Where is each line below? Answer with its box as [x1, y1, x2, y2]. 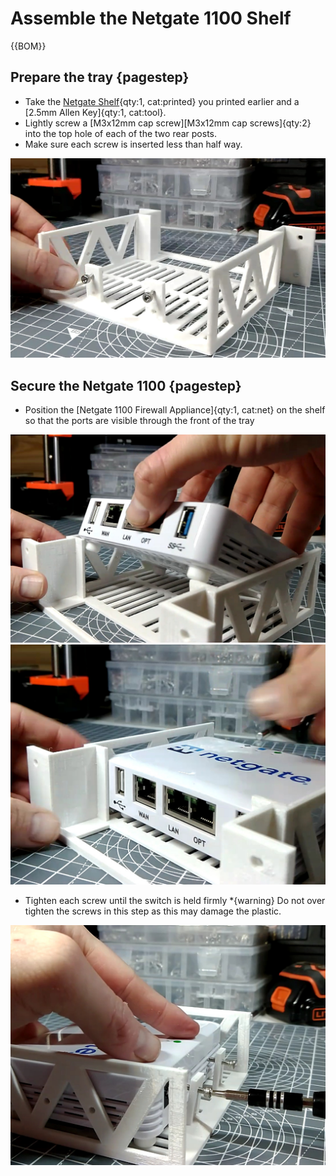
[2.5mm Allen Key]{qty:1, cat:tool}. [24, 106, 167, 118]
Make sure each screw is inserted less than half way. [24, 138, 243, 150]
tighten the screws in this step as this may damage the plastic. [24, 905, 282, 917]
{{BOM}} [10, 40, 47, 52]
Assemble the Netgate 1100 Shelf [10, 7, 292, 30]
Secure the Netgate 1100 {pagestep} [10, 377, 242, 394]
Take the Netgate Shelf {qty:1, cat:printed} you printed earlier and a [24, 95, 300, 107]
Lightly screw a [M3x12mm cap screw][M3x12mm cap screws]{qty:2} [24, 117, 312, 129]
